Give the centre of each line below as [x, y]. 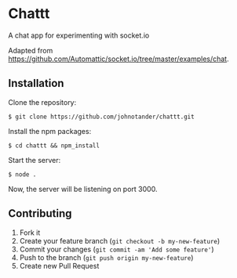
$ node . [22, 174]
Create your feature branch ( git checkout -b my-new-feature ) [120, 240]
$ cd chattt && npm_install [54, 146]
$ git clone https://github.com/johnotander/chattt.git [101, 117]
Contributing [40, 213]
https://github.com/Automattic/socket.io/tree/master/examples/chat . [118, 59]
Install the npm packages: [50, 131]
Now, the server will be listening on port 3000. [83, 189]
